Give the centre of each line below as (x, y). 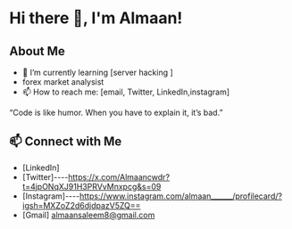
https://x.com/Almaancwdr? (119, 176)
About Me (37, 51)
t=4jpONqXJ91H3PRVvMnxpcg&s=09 (92, 186)
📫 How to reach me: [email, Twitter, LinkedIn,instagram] (126, 92)
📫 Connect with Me (66, 142)
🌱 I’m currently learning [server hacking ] (98, 72)
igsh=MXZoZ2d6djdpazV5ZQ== (81, 205)
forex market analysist (63, 82)
